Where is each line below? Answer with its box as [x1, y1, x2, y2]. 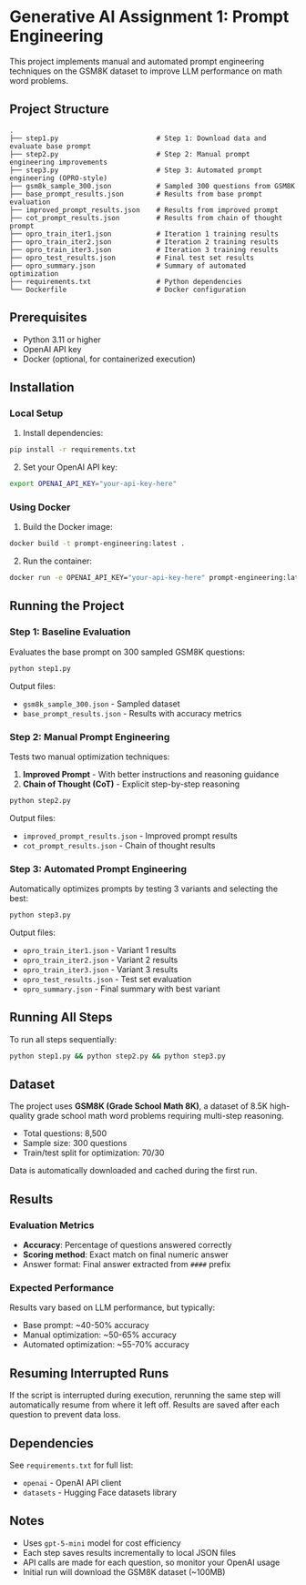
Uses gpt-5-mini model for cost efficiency [22, 1537, 181, 1549]
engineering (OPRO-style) [9, 173, 107, 183]
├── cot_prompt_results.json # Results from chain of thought [9, 213, 283, 222]
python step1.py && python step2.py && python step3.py [9, 1052, 226, 1061]
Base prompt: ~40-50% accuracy [22, 1320, 149, 1331]
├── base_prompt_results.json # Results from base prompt [9, 189, 262, 198]
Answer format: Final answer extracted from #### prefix [22, 1259, 231, 1270]
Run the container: [22, 555, 93, 566]
